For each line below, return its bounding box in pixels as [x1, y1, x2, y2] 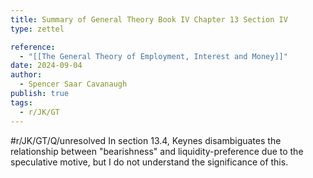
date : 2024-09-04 [10, 61, 83, 71]
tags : [10, 97, 33, 108]
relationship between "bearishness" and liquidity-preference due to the [10, 145, 304, 157]
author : [10, 70, 43, 80]
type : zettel [10, 24, 65, 34]
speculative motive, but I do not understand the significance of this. [10, 156, 289, 168]
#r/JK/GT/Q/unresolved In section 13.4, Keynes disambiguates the [10, 134, 282, 146]
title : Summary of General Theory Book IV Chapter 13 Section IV [10, 14, 288, 25]
